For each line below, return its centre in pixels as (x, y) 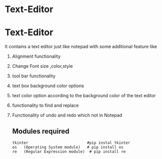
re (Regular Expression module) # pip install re (69, 151)
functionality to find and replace (45, 105)
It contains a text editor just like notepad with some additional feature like (81, 47)
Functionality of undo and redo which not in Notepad (67, 115)
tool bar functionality (34, 76)
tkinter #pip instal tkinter (71, 143)
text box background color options (48, 86)
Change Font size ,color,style (42, 66)
